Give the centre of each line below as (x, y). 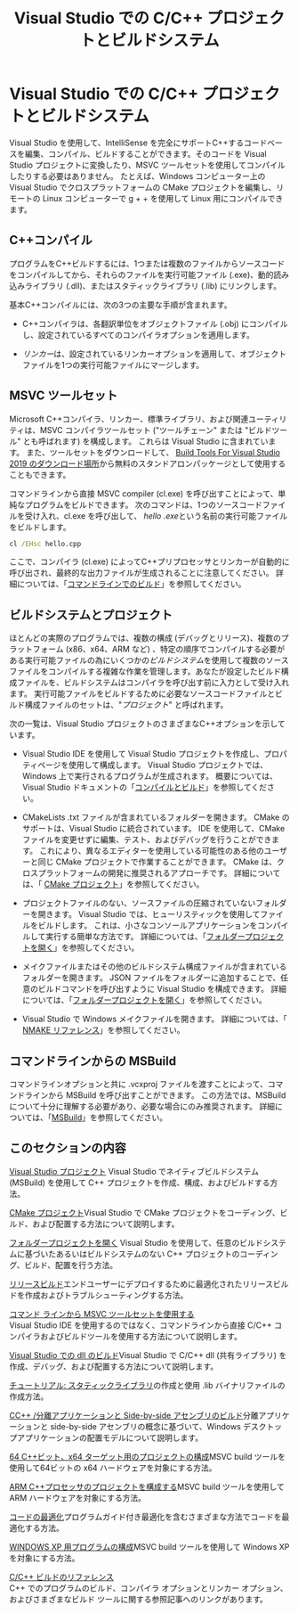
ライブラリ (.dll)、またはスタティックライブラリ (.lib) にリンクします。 (153, 285)
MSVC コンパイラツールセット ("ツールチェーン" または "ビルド (156, 430)
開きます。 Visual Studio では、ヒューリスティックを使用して (149, 914)
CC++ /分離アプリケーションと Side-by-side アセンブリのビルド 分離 (134, 1415)
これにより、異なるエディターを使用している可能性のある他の (152, 851)
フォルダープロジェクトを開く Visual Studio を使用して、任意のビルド (137, 1242)
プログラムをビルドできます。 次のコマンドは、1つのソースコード (144, 504)
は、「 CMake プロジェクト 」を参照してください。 (113, 884)
